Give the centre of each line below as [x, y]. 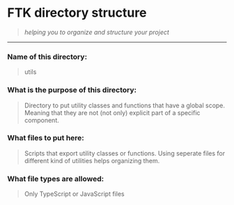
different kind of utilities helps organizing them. [92, 160]
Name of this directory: [47, 56]
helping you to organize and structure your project [96, 32]
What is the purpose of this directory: [72, 90]
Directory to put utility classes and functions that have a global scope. [124, 105]
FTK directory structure [77, 13]
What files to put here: [46, 138]
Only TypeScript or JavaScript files [74, 194]
